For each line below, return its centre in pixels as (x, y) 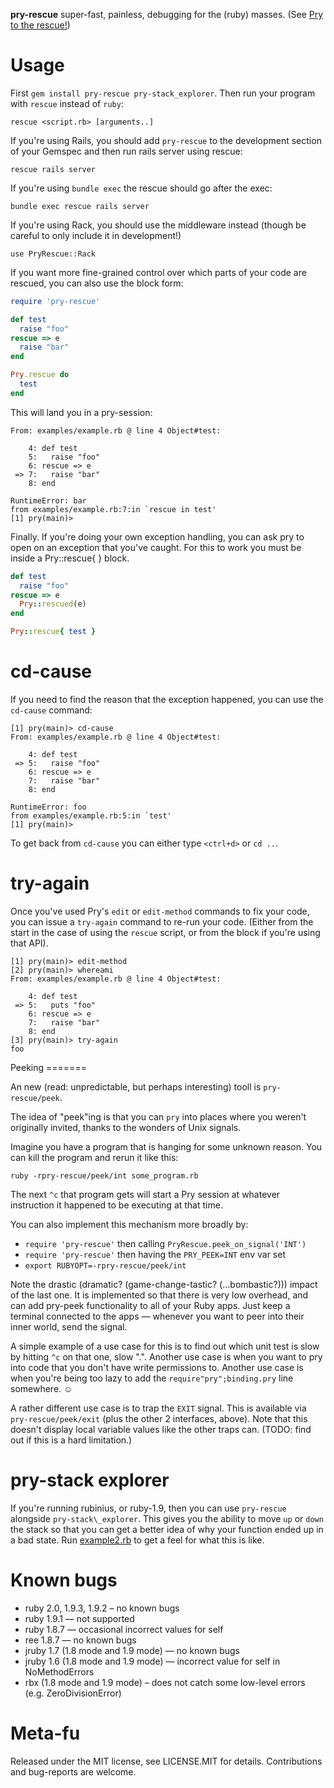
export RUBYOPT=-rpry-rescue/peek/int (105, 1265)
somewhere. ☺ (41, 1388)
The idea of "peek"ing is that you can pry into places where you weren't (158, 1116)
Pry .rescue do (40, 375)
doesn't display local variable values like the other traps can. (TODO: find (161, 1429)
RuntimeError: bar (48, 500)
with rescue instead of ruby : (67, 103)
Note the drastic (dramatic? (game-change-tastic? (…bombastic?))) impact (164, 1284)
